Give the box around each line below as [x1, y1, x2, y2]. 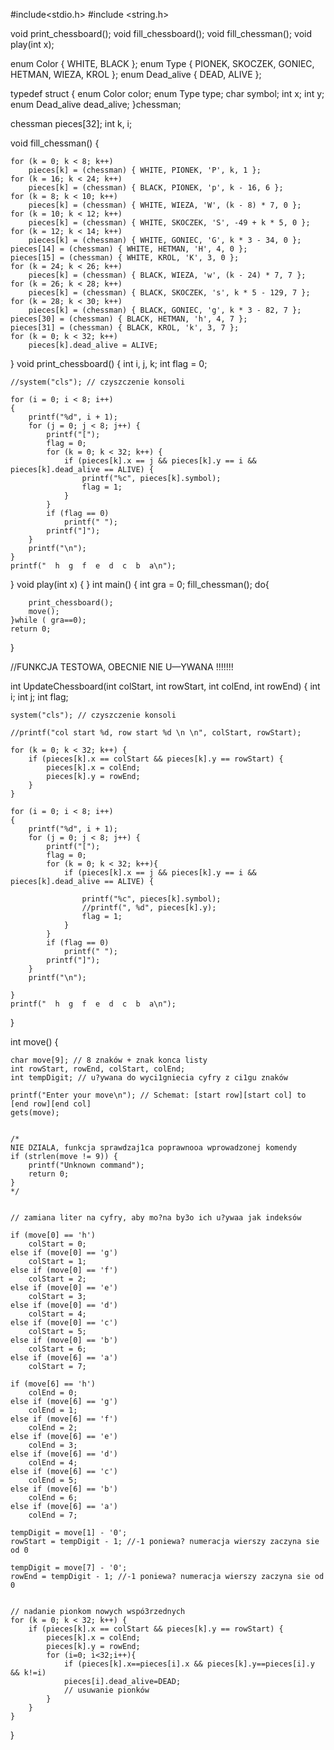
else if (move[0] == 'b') [10, 1335, 118, 1345]
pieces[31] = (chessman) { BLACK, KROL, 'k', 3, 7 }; [10, 323, 240, 333]
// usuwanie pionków [63, 1685, 150, 1695]
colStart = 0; [28, 1239, 87, 1249]
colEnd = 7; [28, 1510, 78, 1520]
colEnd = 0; [28, 1388, 78, 1398]
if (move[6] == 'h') [10, 1379, 97, 1389]
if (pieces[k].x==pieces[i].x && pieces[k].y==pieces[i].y [63, 1659, 315, 1669]
